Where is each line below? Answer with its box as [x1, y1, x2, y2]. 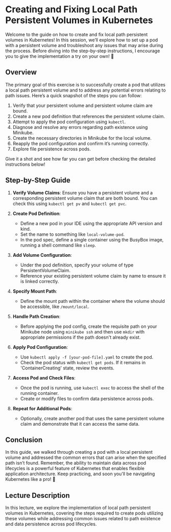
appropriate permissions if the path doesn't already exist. [20, 334, 141, 340]
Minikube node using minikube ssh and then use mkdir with [20, 328, 145, 335]
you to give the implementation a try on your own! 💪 [5, 53, 114, 59]
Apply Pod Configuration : [12, 344, 68, 350]
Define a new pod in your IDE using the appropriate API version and [20, 220, 162, 226]
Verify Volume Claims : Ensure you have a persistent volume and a [12, 189, 153, 195]
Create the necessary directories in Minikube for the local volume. [12, 135, 152, 141]
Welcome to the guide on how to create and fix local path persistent [5, 31, 148, 37]
